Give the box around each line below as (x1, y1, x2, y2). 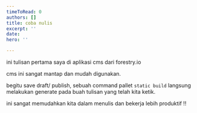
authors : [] (6, 14, 36, 20)
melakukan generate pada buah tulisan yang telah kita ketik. (6, 88, 156, 95)
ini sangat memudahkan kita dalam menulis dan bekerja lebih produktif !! (6, 100, 187, 107)
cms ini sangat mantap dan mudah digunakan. (6, 70, 121, 77)
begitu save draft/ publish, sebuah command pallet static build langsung (6, 82, 192, 89)
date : (6, 31, 20, 37)
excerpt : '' (6, 25, 36, 32)
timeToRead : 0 (6, 8, 42, 15)
